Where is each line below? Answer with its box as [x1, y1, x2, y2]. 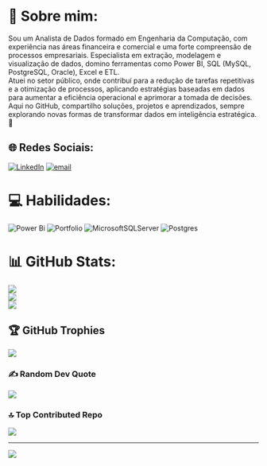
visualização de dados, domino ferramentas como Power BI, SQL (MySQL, [8, 59, 252, 68]
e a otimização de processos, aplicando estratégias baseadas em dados [8, 83, 245, 94]
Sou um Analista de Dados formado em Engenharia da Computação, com [8, 33, 248, 43]
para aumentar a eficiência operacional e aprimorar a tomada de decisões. [8, 92, 253, 102]
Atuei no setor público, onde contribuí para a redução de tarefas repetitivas [8, 76, 255, 85]
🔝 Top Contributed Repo [8, 409, 103, 420]
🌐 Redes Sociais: [8, 141, 94, 154]
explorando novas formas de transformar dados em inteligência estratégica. [8, 109, 257, 118]
